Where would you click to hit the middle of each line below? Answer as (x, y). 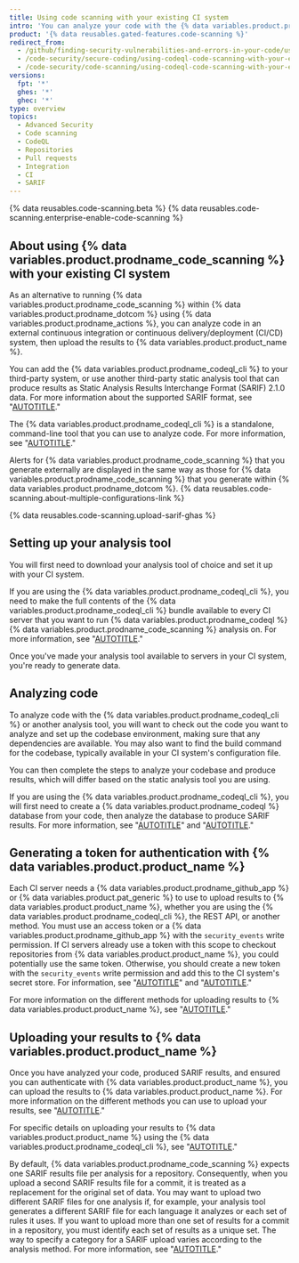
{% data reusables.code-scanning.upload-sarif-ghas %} (113, 515)
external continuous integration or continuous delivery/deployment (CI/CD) (146, 332)
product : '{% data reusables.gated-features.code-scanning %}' (129, 34)
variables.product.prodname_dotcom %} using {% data (110, 313)
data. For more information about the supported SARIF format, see (131, 397)
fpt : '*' (33, 84)
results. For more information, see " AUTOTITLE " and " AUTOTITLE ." (132, 825)
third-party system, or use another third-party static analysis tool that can (144, 378)
